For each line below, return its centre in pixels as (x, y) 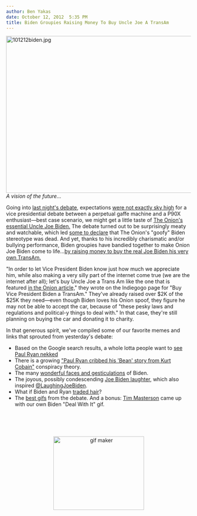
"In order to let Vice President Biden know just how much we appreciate (93, 269)
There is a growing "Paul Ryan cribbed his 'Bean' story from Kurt (93, 361)
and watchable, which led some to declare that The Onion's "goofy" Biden (96, 232)
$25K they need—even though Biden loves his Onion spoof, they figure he (96, 300)
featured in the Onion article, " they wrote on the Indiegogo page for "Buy (94, 288)
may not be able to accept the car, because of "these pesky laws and (90, 307)
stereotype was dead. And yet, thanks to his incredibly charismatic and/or (95, 239)
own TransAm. (23, 258)
